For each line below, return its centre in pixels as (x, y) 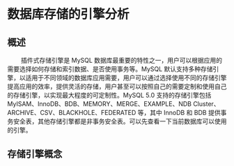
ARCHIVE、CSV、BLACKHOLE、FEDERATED (72, 113)
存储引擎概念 (35, 154)
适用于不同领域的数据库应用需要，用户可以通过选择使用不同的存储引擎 (126, 78)
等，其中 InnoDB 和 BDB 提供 (179, 113)
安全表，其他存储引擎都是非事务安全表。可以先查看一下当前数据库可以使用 (120, 121)
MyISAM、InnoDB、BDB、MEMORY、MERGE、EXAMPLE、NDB (99, 104)
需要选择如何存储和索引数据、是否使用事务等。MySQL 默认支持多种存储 (110, 69)
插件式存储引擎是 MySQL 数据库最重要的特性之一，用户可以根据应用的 (122, 60)
